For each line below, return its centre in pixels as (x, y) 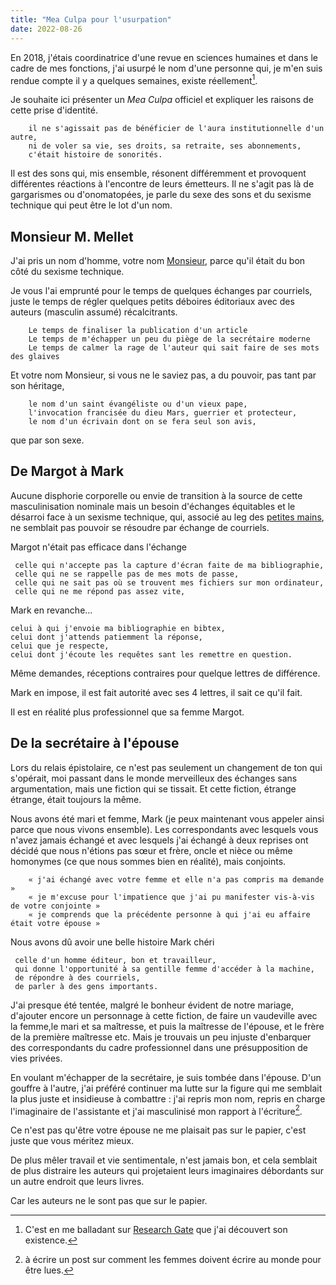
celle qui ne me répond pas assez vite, (100, 591)
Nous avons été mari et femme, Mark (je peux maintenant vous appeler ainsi (167, 818)
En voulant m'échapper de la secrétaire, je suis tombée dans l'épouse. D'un (166, 1077)
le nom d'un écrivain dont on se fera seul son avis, (142, 421)
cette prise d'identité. (54, 110)
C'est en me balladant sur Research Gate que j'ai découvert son (156, 1230)
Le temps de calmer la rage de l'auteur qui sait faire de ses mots (174, 347)
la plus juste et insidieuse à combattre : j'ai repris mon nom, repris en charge (168, 1098)
